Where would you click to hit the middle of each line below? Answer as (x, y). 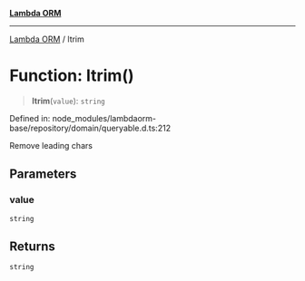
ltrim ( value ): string (69, 101)
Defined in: (30, 118)
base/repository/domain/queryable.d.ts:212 (90, 128)
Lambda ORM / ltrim (47, 39)
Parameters (43, 174)
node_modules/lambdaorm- (104, 118)
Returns (33, 247)
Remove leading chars (51, 145)
